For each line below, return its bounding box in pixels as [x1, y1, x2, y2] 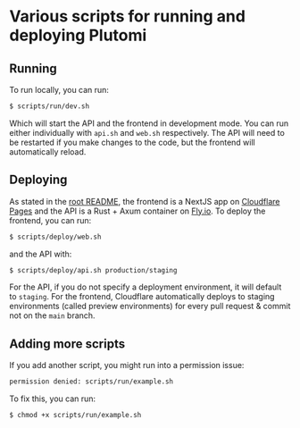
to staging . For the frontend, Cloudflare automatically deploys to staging [9, 291, 275, 302]
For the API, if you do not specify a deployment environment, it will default [9, 281, 282, 292]
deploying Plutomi [9, 25, 147, 46]
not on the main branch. [9, 310, 96, 321]
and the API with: [9, 248, 72, 259]
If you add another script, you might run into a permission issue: [9, 360, 245, 371]
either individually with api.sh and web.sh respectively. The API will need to [9, 127, 286, 138]
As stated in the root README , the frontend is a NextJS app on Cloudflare [9, 196, 280, 206]
